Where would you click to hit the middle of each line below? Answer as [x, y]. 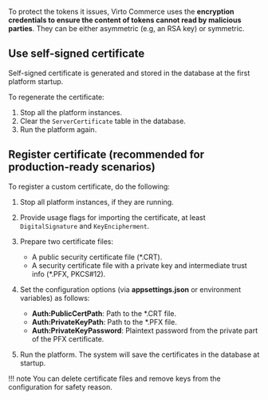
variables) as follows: [55, 298]
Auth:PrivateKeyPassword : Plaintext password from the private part [144, 330]
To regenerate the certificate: [57, 97]
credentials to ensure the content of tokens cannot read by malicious [125, 20]
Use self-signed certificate [77, 54]
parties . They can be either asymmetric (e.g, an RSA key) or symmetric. [126, 28]
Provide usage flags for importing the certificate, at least [112, 217]
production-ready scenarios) [82, 167]
